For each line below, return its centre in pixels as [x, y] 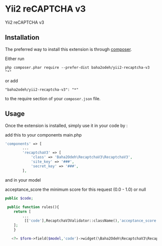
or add [12, 80]
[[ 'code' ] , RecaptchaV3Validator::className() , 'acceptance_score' [91, 221]
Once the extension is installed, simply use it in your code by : [66, 125]
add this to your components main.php [43, 135]
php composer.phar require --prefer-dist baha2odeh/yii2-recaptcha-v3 [77, 67]
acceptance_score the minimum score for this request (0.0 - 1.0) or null [75, 189]
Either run [15, 59]
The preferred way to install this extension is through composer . [68, 49]
